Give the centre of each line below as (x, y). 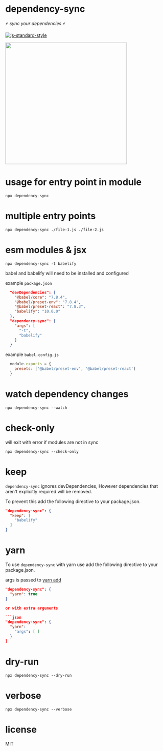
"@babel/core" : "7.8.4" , (41, 297)
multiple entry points (51, 216)
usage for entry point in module (74, 182)
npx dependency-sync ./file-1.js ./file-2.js (54, 230)
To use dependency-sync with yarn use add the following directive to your (81, 565)
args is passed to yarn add (33, 580)
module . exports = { (31, 364)
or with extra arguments (32, 608)
